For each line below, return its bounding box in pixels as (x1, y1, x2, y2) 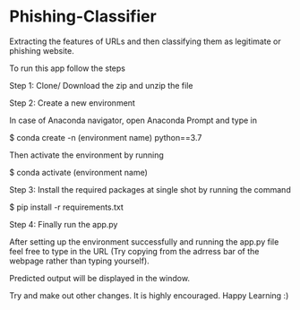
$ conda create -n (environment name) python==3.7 (9, 132, 202, 142)
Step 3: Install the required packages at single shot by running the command (9, 184, 291, 194)
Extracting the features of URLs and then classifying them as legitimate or (9, 36, 282, 47)
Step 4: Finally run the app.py (9, 219, 118, 229)
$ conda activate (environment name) (9, 167, 148, 177)
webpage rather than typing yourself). (9, 255, 150, 266)
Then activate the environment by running (9, 150, 164, 160)
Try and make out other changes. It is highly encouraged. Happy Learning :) (9, 289, 289, 301)
